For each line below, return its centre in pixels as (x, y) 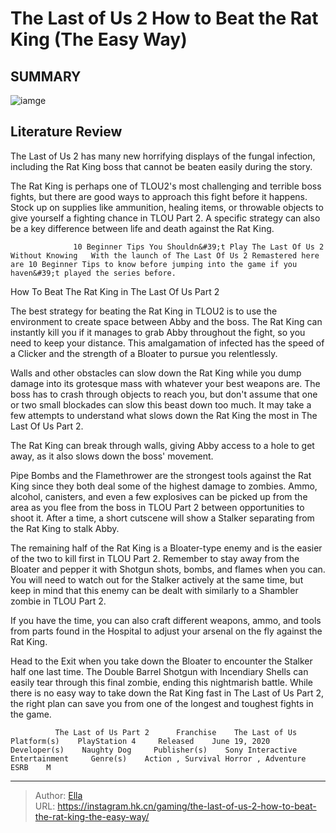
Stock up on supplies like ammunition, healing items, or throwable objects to (167, 207)
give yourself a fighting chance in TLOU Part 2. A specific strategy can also (165, 218)
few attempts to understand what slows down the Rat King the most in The (164, 415)
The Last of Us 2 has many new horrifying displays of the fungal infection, (163, 156)
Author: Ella (58, 795)
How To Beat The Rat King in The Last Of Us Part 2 (115, 291)
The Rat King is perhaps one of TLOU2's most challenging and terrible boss (166, 186)
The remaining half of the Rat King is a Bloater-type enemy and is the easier (166, 548)
